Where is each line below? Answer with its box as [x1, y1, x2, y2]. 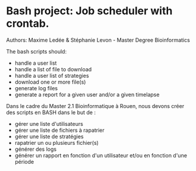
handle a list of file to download [14, 65, 92, 72]
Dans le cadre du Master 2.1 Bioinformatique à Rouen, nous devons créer [6, 102, 185, 109]
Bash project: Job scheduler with [6, 4, 173, 18]
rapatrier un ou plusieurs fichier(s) [14, 139, 99, 146]
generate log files [14, 84, 58, 91]
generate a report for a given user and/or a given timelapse [14, 91, 160, 98]
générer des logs [14, 145, 57, 153]
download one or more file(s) [14, 78, 86, 85]
